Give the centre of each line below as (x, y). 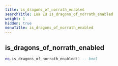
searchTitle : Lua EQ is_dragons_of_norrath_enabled (59, 14)
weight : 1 (15, 19)
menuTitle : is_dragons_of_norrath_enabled (49, 28)
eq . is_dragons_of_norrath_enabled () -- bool (51, 59)
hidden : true (18, 23)
